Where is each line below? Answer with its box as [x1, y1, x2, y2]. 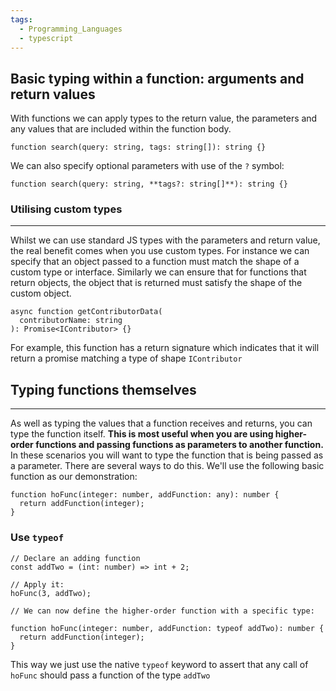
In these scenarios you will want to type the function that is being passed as [10, 449, 324, 461]
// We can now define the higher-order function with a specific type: [10, 606, 315, 616]
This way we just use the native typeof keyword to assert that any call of [10, 658, 309, 670]
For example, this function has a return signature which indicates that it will [10, 342, 320, 354]
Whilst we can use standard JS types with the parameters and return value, [10, 234, 321, 246]
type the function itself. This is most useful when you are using [10, 428, 274, 440]
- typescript [19, 33, 74, 43]
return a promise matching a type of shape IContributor [10, 352, 243, 365]
